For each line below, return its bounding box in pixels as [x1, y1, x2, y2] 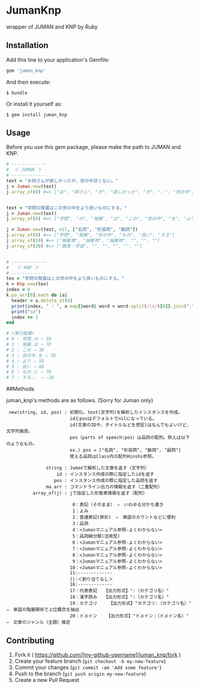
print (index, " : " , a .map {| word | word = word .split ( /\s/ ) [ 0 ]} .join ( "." [11, 303, 195, 309]
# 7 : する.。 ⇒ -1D [6, 374, 54, 380]
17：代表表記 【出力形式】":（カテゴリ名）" [69, 588, 169, 594]
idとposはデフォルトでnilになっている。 [69, 416, 157, 422]
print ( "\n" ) [11, 309, 41, 315]
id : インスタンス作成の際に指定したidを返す [56, 471, 155, 478]
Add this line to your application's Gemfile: [6, 56, 110, 63]
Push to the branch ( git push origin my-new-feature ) [14, 670, 146, 677]
